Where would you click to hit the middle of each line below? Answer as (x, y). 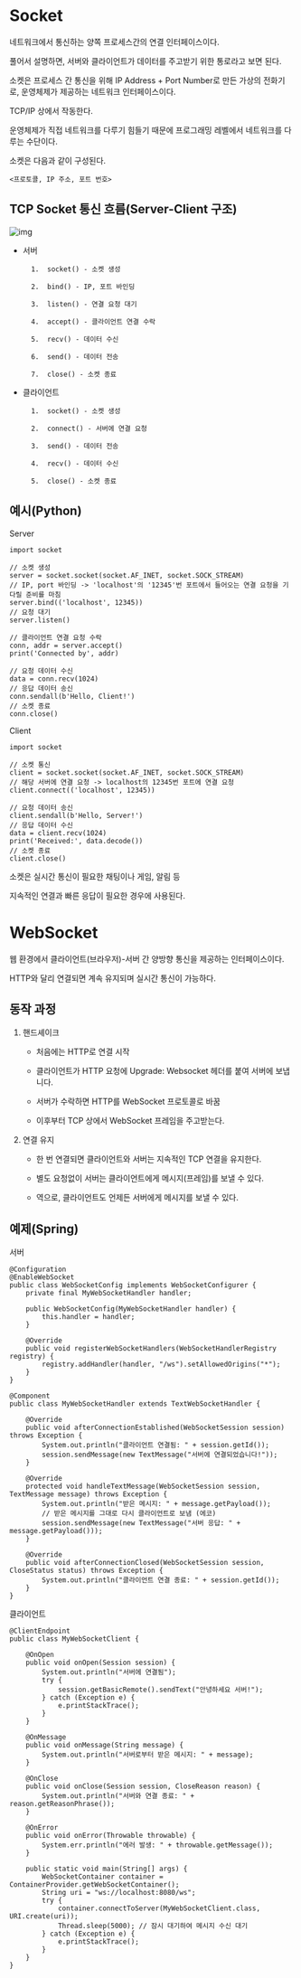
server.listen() (40, 620)
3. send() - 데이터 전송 (75, 446)
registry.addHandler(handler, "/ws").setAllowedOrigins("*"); (161, 1365)
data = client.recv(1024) (58, 833)
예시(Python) (46, 511)
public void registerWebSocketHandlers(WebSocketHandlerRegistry (151, 1349)
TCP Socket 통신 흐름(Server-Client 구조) (123, 209)
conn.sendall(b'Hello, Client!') (72, 696)
